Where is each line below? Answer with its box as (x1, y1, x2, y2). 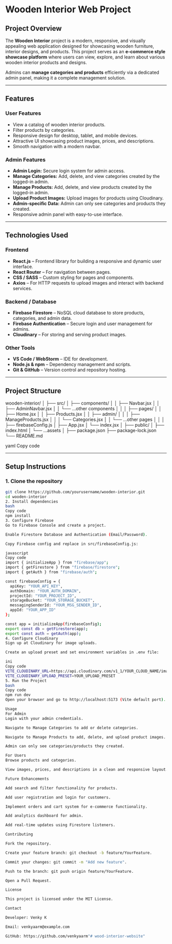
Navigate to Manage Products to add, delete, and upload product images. (5, 734, 166, 739)
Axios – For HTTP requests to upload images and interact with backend (12, 279, 164, 286)
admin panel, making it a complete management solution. (5, 75, 126, 81)
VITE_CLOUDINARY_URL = (5, 668, 52, 674)
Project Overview (5, 24, 62, 33)
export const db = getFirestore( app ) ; (5, 626, 88, 631)
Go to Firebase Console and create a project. (5, 523, 106, 528)
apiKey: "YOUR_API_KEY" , (10, 584, 63, 589)
